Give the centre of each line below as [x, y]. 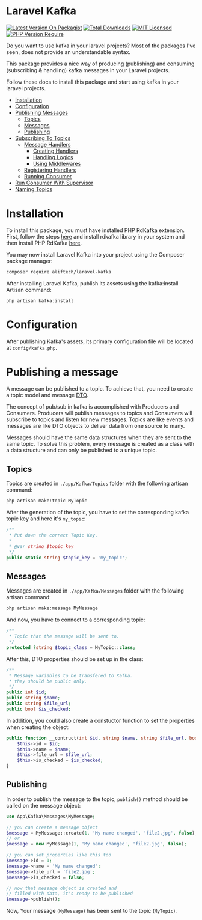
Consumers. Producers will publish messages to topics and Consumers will [99, 413]
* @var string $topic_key [41, 546]
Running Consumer [48, 176]
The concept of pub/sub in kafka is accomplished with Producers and [93, 406]
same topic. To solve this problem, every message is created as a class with [100, 443]
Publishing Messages [41, 112]
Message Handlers [47, 144]
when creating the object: [38, 727]
